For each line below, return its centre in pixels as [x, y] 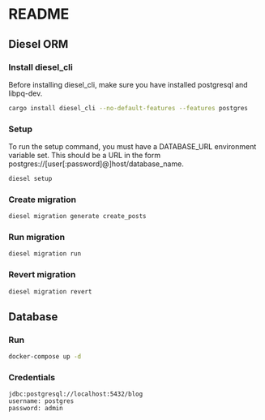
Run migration [37, 238]
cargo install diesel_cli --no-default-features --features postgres [128, 108]
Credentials [32, 377]
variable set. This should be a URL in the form [84, 156]
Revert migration [42, 275]
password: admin [36, 409]
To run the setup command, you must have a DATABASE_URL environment [132, 147]
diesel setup [30, 179]
